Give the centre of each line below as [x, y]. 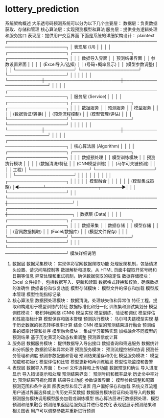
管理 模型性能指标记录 [39, 294]
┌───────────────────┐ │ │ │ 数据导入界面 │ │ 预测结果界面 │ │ [78, 58]
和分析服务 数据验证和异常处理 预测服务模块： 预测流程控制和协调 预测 [83, 349]
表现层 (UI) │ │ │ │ [93, 47]
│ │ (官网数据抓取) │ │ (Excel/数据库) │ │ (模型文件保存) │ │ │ [67, 231]
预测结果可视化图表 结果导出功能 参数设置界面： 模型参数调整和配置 [86, 380]
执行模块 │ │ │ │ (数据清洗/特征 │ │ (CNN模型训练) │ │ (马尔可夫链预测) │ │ [81, 163]
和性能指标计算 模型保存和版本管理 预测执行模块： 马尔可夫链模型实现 [82, 319]
